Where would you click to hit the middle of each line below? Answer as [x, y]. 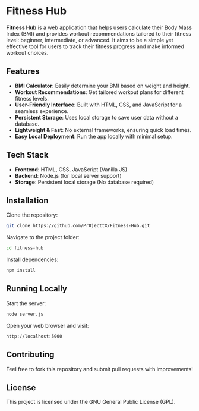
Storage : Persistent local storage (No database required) [84, 182]
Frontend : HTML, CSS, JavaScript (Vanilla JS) [71, 169]
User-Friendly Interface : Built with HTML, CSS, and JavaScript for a [98, 105]
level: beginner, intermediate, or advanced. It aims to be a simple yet [90, 40]
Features [23, 72]
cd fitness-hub [25, 248]
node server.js [25, 314]
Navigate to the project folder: [43, 237]
